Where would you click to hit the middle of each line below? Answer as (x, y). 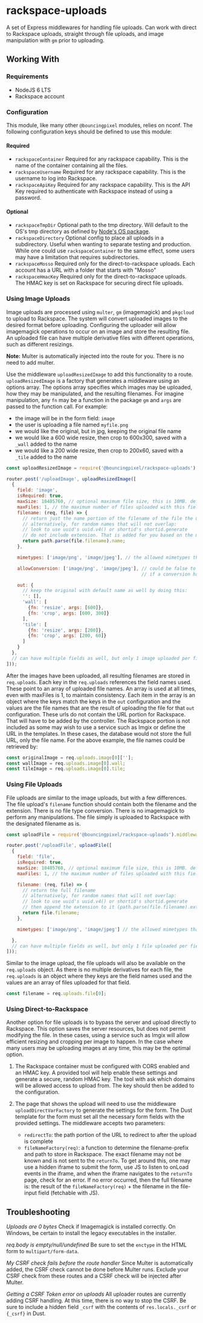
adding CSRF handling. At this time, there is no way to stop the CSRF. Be (96, 1301)
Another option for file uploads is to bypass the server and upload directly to (101, 1022)
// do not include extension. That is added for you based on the (108, 535)
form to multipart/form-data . (43, 1251)
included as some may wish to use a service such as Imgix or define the (96, 727)
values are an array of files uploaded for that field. (69, 983)
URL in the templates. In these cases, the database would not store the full (99, 733)
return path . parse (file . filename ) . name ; (74, 541)
